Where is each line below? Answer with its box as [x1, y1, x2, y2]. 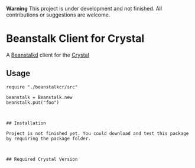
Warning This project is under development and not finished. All [6, 5, 162, 12]
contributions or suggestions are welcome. [6, 11, 110, 18]
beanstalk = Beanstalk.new [6, 94, 73, 100]
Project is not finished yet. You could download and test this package [6, 130, 189, 136]
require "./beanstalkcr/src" [6, 84, 78, 90]
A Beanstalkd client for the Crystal [6, 51, 90, 58]
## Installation [6, 120, 46, 126]
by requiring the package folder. [6, 136, 92, 141]
